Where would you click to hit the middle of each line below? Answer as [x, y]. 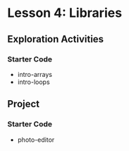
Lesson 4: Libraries [64, 13]
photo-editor [36, 140]
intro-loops [34, 82]
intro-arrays [35, 74]
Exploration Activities [56, 39]
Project [24, 104]
